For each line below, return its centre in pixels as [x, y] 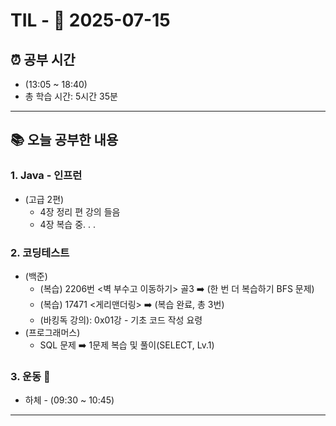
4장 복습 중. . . [68, 224]
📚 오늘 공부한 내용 [64, 140]
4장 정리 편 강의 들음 [80, 211]
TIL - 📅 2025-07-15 [90, 20]
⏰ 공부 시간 [43, 59]
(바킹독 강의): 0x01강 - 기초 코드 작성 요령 [121, 320]
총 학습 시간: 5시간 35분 [71, 96]
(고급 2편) [44, 199]
